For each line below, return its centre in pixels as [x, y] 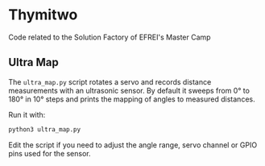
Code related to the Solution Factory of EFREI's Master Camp [110, 37]
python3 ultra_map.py [45, 129]
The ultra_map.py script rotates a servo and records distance [110, 81]
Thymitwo [43, 15]
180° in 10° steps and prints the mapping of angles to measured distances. [132, 99]
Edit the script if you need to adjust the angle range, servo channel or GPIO [133, 145]
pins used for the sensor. [50, 153]
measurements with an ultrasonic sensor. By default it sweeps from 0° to [129, 90]
